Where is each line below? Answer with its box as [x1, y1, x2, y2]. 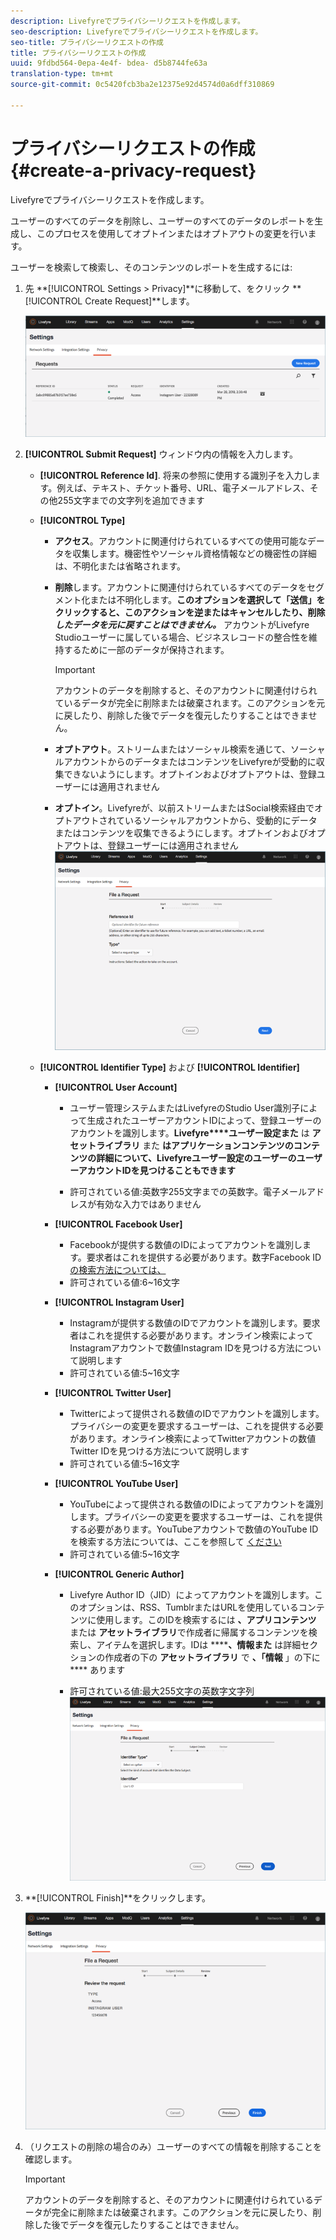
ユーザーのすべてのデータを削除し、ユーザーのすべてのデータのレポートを [10, 215, 315, 227]
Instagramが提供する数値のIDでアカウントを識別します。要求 [69, 1316, 321, 1329]
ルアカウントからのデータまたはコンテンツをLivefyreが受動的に [54, 755, 317, 767]
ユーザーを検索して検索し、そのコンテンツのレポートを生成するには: [10, 261, 293, 273]
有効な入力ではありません [96, 1198, 202, 1210]
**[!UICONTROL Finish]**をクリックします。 [24, 1892, 211, 1904]
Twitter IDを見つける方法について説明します [69, 1445, 250, 1457]
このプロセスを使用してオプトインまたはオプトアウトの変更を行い [36, 227, 308, 239]
